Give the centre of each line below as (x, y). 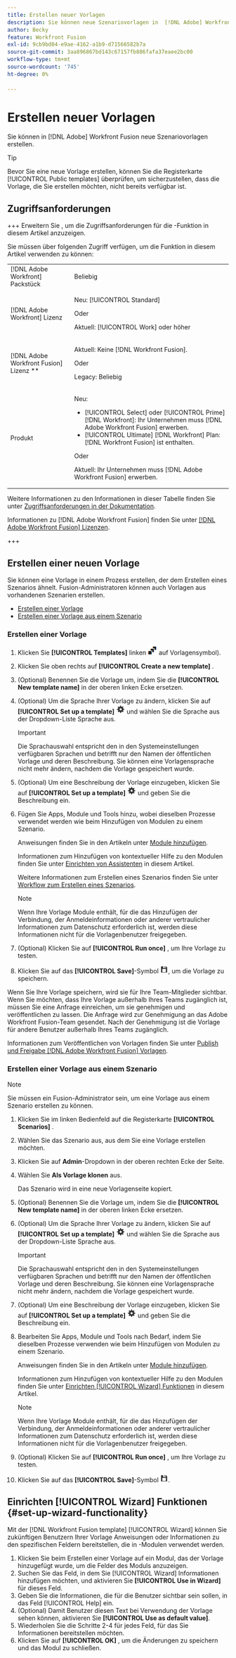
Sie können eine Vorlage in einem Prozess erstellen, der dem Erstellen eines (117, 580)
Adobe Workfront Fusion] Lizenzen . (59, 527)
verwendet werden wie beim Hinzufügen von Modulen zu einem (110, 822)
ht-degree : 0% (28, 74)
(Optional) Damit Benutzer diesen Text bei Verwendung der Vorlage (115, 1611)
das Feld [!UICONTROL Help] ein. (65, 1603)
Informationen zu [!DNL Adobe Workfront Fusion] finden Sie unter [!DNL (111, 520)
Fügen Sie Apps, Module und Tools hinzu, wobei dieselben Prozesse (116, 814)
